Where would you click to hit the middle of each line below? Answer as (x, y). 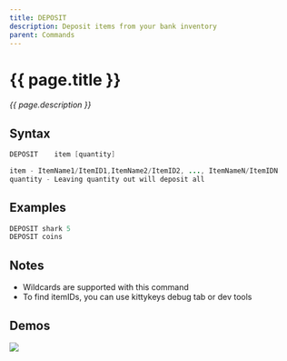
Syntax (30, 133)
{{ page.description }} (50, 105)
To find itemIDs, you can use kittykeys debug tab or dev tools (137, 297)
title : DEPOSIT (38, 18)
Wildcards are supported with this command (105, 287)
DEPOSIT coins (36, 237)
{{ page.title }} (65, 80)
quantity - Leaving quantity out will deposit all (107, 179)
